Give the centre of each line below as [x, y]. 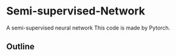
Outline [20, 47]
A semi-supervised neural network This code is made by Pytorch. [88, 28]
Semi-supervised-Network [76, 11]
